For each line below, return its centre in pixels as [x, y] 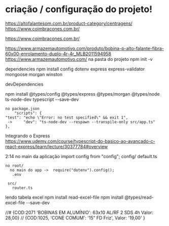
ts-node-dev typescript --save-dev [42, 99]
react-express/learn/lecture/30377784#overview [57, 146]
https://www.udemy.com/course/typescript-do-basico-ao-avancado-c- [80, 141]
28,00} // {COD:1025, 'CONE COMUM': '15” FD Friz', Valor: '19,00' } [75, 218]
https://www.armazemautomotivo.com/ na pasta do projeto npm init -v [79, 59]
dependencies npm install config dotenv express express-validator [75, 69]
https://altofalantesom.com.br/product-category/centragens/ [69, 23]
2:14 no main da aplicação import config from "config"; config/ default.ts [81, 156]
